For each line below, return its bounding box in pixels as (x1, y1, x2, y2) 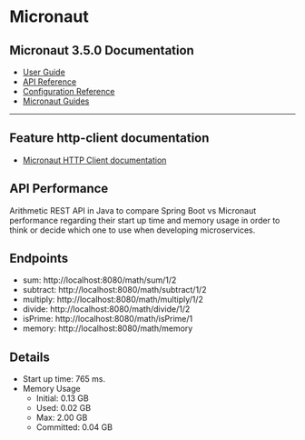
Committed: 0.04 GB (35, 422, 113, 433)
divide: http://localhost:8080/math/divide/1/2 (22, 304, 191, 315)
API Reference (22, 76, 77, 87)
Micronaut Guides (22, 95, 90, 106)
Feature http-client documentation (9, 130, 210, 146)
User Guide (22, 66, 65, 77)
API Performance (9, 181, 109, 196)
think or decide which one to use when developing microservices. (9, 225, 256, 235)
